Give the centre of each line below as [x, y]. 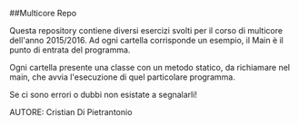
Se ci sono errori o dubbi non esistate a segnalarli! [104, 95]
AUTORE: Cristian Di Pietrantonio [71, 112]
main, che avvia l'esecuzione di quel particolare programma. [123, 77]
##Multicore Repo [43, 13]
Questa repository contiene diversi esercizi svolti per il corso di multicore [146, 30]
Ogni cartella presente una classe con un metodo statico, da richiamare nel [150, 67]
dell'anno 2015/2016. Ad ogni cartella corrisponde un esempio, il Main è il [147, 40]
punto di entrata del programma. [70, 50]
